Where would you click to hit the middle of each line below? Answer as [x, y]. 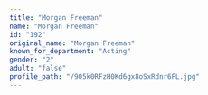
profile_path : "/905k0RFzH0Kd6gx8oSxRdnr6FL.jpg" [105, 77]
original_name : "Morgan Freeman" [72, 43]
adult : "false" [38, 69]
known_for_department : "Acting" [70, 52]
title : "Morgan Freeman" [56, 18]
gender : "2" [32, 60]
